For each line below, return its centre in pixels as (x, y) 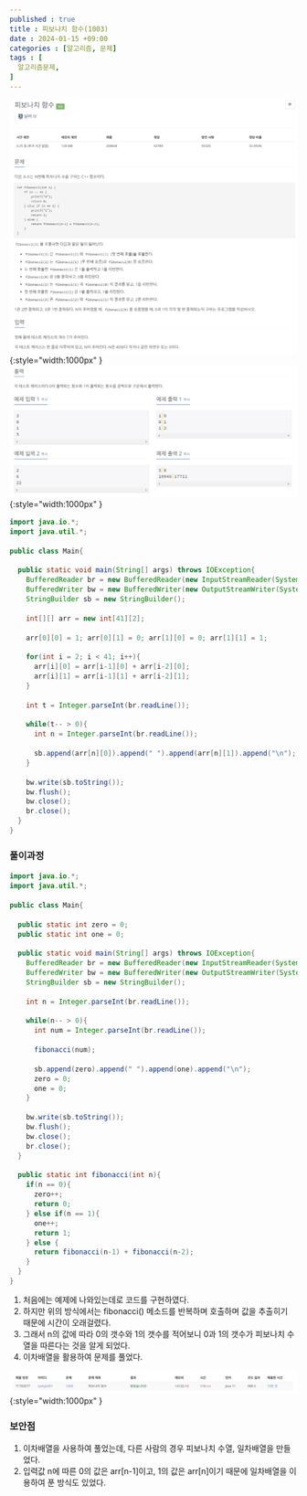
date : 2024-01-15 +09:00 (58, 38)
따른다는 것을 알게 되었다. (85, 1345)
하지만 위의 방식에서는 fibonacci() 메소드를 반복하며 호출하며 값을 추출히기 (155, 1310)
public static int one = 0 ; (71, 934)
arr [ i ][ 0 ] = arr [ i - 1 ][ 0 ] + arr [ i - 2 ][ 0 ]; (111, 667)
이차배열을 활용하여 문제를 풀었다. (83, 1356)
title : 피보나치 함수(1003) (59, 29)
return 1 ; (52, 1233)
